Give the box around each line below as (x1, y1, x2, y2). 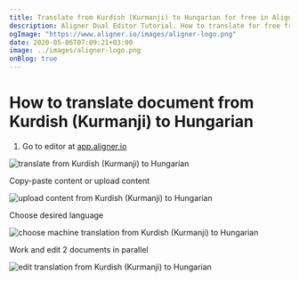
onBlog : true (9, 54, 58, 63)
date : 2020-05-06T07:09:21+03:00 (9, 37, 133, 47)
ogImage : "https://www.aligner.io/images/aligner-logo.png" (9, 29, 238, 38)
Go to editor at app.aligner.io (21, 140, 127, 151)
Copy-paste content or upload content (9, 175, 150, 186)
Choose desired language (9, 210, 104, 221)
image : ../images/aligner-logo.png (9, 46, 141, 55)
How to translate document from (9, 92, 255, 113)
